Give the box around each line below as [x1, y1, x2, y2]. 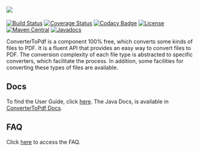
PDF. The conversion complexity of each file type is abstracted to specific [6, 51, 193, 58]
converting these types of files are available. [6, 64, 118, 71]
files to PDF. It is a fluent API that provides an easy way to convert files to [6, 44, 192, 51]
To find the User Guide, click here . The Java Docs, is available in [6, 98, 169, 105]
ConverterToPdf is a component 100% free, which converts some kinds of [6, 37, 193, 45]
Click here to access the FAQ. [6, 138, 81, 145]
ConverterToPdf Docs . [6, 104, 62, 111]
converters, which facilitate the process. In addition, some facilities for [6, 57, 184, 64]
